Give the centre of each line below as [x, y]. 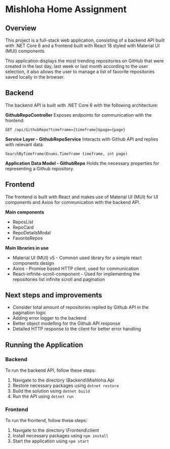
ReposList [23, 222]
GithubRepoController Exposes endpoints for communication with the [78, 115]
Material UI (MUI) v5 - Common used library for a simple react [77, 258]
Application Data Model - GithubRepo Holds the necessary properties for [82, 163]
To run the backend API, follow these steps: [51, 370]
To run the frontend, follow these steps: [46, 421]
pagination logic [29, 313]
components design [33, 263]
